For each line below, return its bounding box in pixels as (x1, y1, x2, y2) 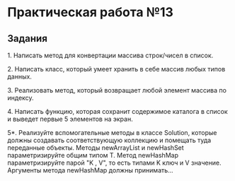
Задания (7, 33, 48, 45)
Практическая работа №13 (7, 4, 173, 21)
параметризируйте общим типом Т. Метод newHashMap (7, 151, 179, 159)
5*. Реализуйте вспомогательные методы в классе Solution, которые (7, 129, 217, 136)
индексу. (7, 93, 34, 102)
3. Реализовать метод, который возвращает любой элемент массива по (7, 86, 227, 94)
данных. (7, 72, 32, 81)
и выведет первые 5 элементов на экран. (7, 115, 133, 123)
